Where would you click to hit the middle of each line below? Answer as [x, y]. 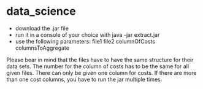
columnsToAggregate [42, 48]
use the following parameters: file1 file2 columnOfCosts [85, 41]
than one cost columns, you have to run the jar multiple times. [84, 79]
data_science [41, 11]
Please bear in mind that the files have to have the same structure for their [100, 60]
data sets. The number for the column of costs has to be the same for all [98, 66]
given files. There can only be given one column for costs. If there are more [101, 72]
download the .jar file [42, 28]
